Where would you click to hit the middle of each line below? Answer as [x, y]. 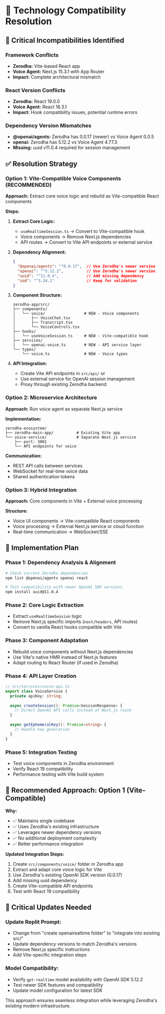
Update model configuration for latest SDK [57, 990]
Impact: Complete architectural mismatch [57, 77]
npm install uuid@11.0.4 [32, 592]
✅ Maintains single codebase [44, 821]
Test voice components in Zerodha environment [63, 763]
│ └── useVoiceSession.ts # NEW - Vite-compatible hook [80, 336]
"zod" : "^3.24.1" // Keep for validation [77, 281]
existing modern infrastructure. [38, 1006]
